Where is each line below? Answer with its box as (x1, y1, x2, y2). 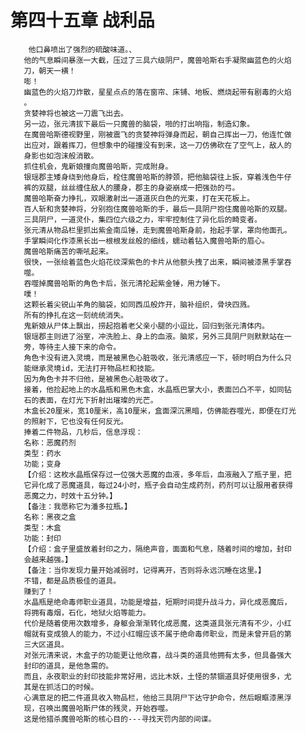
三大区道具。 (23, 639, 69, 650)
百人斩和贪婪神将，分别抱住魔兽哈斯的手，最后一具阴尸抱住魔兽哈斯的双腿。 (23, 204, 292, 214)
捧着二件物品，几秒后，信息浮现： (23, 427, 143, 437)
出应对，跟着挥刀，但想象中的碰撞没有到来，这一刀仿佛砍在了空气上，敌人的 (23, 140, 292, 150)
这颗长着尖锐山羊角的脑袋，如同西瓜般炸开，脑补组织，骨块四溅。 (23, 299, 255, 310)
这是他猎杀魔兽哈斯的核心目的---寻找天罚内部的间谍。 (23, 714, 217, 724)
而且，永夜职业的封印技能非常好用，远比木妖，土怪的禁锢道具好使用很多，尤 (23, 671, 292, 681)
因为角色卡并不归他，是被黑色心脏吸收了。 (23, 374, 173, 384)
